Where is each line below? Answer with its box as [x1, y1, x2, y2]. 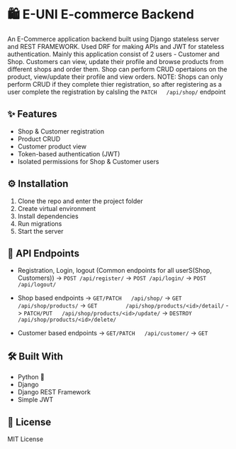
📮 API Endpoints [7, 247, 80, 259]
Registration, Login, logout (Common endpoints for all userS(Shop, [17, 266, 213, 275]
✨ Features [7, 108, 57, 120]
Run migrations [17, 219, 62, 228]
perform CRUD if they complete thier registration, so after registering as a [7, 80, 222, 88]
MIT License [7, 435, 44, 443]
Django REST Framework [17, 388, 91, 396]
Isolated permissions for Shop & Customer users [17, 157, 159, 166]
